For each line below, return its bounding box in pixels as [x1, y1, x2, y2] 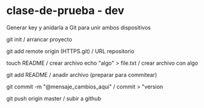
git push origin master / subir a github [6, 95, 101, 102]
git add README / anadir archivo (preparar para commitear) [6, 71, 157, 78]
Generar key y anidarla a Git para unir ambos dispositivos [6, 24, 151, 31]
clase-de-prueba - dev [6, 4, 124, 18]
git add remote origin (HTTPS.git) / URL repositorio [6, 47, 135, 55]
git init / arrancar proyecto [6, 35, 72, 43]
